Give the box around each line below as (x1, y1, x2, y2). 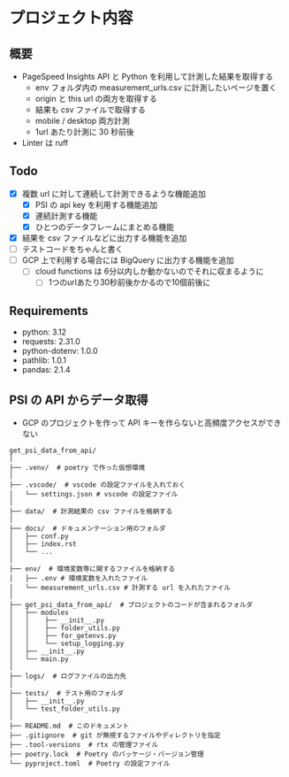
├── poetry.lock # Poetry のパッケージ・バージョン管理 (9, 750, 205, 758)
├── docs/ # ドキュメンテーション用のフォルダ (9, 524, 166, 533)
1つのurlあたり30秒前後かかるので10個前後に (48, 277, 211, 288)
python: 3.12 (21, 327, 67, 337)
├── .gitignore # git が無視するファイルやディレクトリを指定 (9, 731, 221, 740)
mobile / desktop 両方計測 (34, 116, 130, 126)
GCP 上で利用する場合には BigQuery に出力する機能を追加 (21, 255, 234, 265)
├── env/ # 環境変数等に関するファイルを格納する (9, 565, 175, 573)
